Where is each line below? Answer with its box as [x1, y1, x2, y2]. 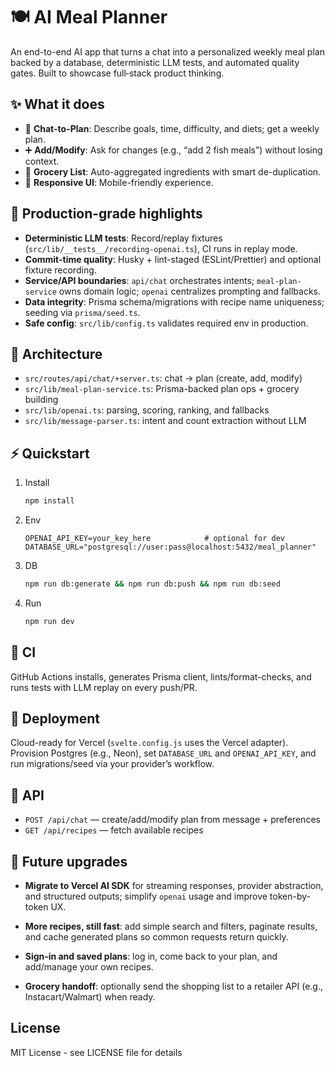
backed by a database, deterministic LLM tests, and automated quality [10, 56, 300, 68]
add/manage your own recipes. [24, 961, 154, 973]
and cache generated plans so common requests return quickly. [24, 931, 289, 943]
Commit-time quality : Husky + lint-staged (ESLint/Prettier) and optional [24, 253, 322, 265]
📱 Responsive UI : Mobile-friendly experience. [24, 176, 214, 188]
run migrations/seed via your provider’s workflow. [10, 758, 215, 770]
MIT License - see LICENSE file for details [10, 1046, 183, 1058]
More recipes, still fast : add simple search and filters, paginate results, [24, 920, 318, 933]
